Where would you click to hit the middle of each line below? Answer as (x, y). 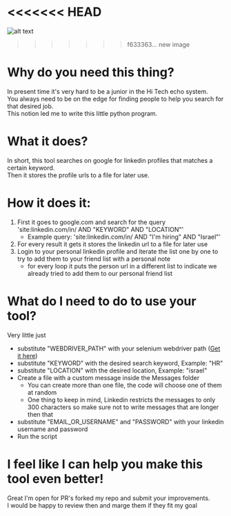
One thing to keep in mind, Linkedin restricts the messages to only (121, 399)
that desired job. (30, 106)
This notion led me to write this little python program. (82, 113)
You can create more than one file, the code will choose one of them (124, 385)
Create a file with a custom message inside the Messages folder (108, 377)
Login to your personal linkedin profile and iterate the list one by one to (118, 251)
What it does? (48, 141)
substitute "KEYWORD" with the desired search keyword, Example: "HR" (120, 363)
